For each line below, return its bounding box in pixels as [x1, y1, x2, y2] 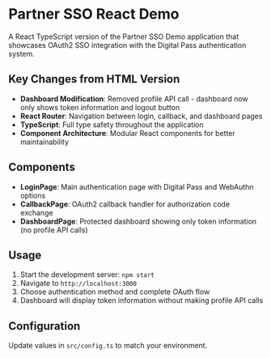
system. [8, 49, 35, 58]
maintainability [19, 137, 70, 147]
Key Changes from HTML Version [8, 72, 180, 86]
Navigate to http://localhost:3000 [19, 279, 138, 288]
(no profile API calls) [19, 224, 89, 235]
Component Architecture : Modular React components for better [19, 128, 236, 138]
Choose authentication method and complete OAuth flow [19, 287, 210, 296]
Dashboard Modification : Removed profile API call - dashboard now [19, 94, 248, 104]
